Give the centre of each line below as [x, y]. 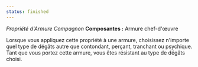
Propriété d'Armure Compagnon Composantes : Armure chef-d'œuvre [92, 28]
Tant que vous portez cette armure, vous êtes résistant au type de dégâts [95, 52]
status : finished [27, 12]
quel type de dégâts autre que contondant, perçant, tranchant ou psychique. [99, 46]
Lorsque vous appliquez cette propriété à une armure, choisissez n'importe [98, 40]
